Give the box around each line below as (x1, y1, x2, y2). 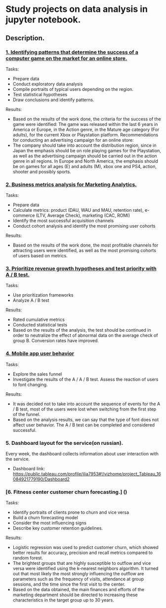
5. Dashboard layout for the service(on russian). (5, 439, 124, 446)
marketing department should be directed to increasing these (12, 592, 138, 598)
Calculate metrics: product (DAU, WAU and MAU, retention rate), (12, 207, 144, 213)
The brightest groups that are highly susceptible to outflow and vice (12, 560, 151, 566)
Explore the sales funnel (12, 371, 62, 377)
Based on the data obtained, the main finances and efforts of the (12, 587, 145, 593)
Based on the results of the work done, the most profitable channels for (12, 242, 159, 248)
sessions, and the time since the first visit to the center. (12, 581, 125, 587)
